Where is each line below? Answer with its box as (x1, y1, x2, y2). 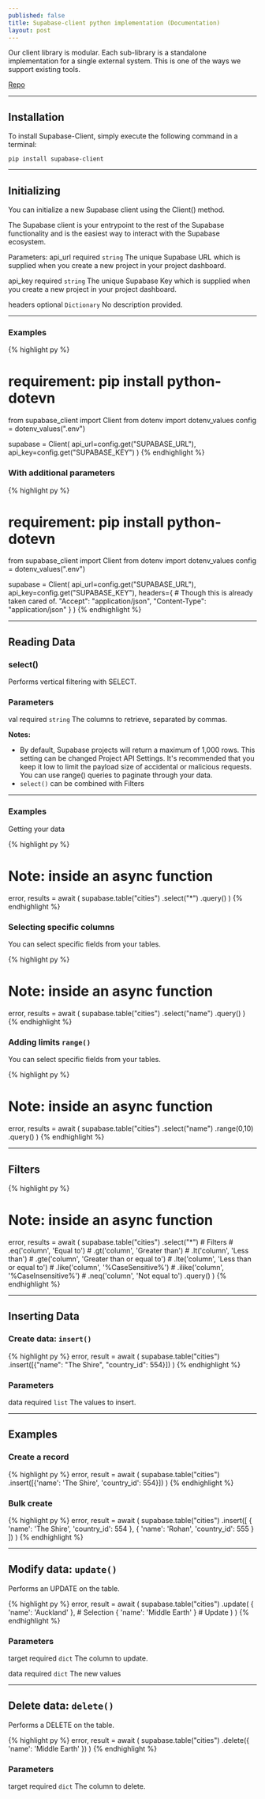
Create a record (8, 1452, 69, 1463)
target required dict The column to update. (8, 1653, 148, 1663)
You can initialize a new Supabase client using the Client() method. (8, 205, 225, 214)
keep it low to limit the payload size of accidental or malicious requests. (19, 762, 252, 772)
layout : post (8, 26, 51, 34)
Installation (8, 110, 65, 123)
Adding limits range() (8, 1037, 91, 1048)
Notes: (8, 730, 32, 739)
